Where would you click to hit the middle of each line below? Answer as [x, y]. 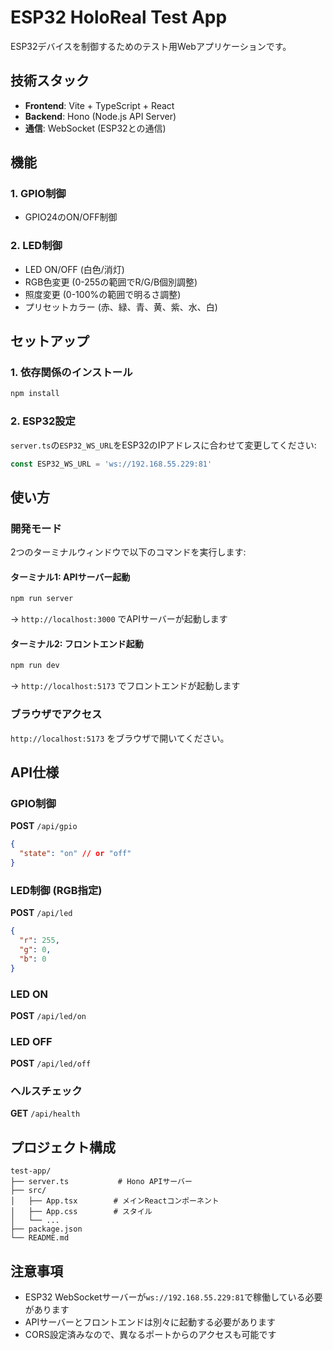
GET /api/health [45, 1113]
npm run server [42, 599]
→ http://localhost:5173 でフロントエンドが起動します [125, 686]
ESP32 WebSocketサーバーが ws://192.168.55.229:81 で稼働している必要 [173, 1297]
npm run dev [35, 666]
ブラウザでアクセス [56, 714]
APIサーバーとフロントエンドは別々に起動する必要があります [150, 1322]
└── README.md [40, 1238]
